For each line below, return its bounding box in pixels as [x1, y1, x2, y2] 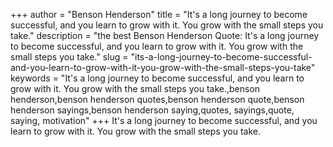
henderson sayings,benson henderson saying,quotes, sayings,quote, [10, 104, 295, 116]
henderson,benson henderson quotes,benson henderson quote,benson [10, 94, 305, 105]
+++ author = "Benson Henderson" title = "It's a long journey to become [10, 9, 308, 20]
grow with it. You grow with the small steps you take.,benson [10, 83, 261, 94]
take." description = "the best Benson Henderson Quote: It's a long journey [10, 30, 320, 41]
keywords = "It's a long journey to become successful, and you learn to [10, 72, 305, 84]
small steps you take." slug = [10, 51, 129, 63]
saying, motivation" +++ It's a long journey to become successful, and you [10, 115, 318, 126]
